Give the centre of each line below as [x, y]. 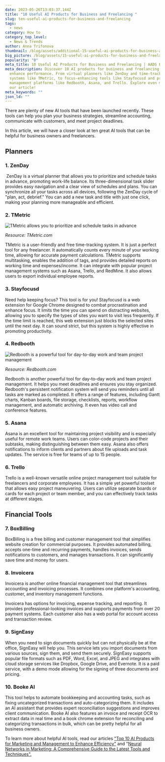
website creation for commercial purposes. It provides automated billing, [79, 544]
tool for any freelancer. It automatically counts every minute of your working [82, 250]
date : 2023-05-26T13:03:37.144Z [38, 10]
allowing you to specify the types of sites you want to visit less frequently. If [82, 315]
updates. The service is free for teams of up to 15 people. [63, 455]
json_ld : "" [17, 96]
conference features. [26, 410]
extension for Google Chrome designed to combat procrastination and [76, 305]
